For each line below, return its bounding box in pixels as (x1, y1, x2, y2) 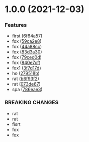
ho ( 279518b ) (12, 70, 40, 77)
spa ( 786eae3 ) (12, 87, 43, 93)
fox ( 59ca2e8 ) (12, 38, 42, 44)
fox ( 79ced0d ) (12, 54, 42, 60)
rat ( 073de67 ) (12, 81, 41, 87)
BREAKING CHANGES (5, 99, 59, 106)
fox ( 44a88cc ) (12, 44, 42, 50)
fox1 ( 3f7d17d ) (12, 65, 41, 71)
